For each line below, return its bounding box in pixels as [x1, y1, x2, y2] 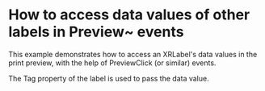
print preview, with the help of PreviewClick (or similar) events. [8, 58, 217, 68]
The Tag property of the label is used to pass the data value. [8, 73, 209, 83]
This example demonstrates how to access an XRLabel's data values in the [8, 49, 258, 59]
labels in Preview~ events [8, 23, 184, 41]
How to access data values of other [8, 6, 250, 24]
